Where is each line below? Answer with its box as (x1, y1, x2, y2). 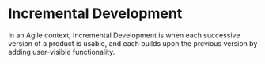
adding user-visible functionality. (8, 47, 115, 56)
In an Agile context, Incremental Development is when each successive (8, 30, 240, 40)
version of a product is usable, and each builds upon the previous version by (8, 38, 258, 48)
